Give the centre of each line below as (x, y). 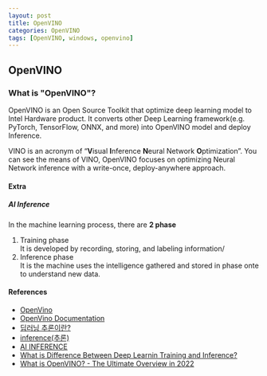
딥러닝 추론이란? (45, 327)
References (28, 292)
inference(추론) (44, 337)
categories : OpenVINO (44, 30)
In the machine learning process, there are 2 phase (92, 225)
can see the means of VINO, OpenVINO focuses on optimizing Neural (122, 159)
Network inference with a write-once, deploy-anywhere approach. (117, 167)
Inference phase (47, 257)
